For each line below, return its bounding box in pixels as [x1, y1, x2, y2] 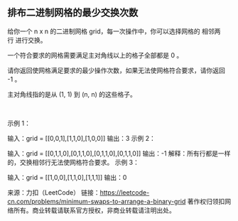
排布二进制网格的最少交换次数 [7, 6, 139, 19]
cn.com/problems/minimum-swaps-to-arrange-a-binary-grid [7, 197, 186, 205]
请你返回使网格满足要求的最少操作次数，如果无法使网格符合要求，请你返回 [7, 66, 225, 75]
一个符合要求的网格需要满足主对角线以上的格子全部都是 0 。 [7, 50, 183, 59]
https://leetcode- [99, 188, 150, 197]
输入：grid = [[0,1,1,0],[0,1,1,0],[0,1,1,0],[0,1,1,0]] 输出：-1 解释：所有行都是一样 [7, 149, 231, 158]
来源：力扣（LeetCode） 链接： [7, 188, 101, 197]
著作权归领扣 [187, 197, 225, 205]
